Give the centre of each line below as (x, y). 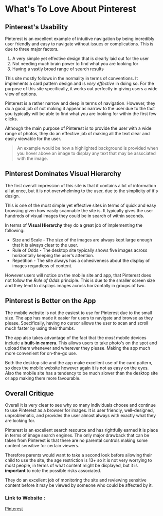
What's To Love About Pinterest (71, 9)
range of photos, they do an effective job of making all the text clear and (77, 133)
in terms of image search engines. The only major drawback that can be (77, 436)
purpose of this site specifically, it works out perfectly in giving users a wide (81, 89)
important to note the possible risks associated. (53, 471)
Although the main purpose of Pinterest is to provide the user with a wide (78, 128)
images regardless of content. (42, 266)
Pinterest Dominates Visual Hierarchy (63, 174)
